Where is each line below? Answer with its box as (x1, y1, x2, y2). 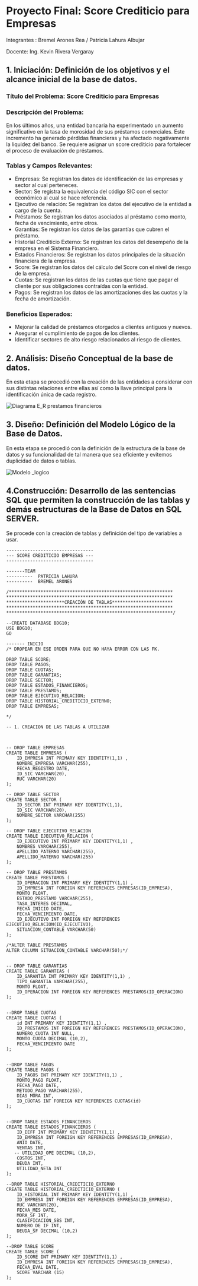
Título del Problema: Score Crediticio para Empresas (6, 92, 160, 100)
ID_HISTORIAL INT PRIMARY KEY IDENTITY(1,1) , (17, 1192, 134, 1198)
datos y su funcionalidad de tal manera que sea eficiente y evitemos (6, 451, 173, 458)
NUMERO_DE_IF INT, (17, 1222, 62, 1228)
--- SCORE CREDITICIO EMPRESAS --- (6, 552, 94, 559)
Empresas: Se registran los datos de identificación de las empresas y (14, 175, 183, 182)
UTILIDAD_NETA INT (17, 1165, 62, 1171)
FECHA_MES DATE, (17, 1207, 57, 1213)
